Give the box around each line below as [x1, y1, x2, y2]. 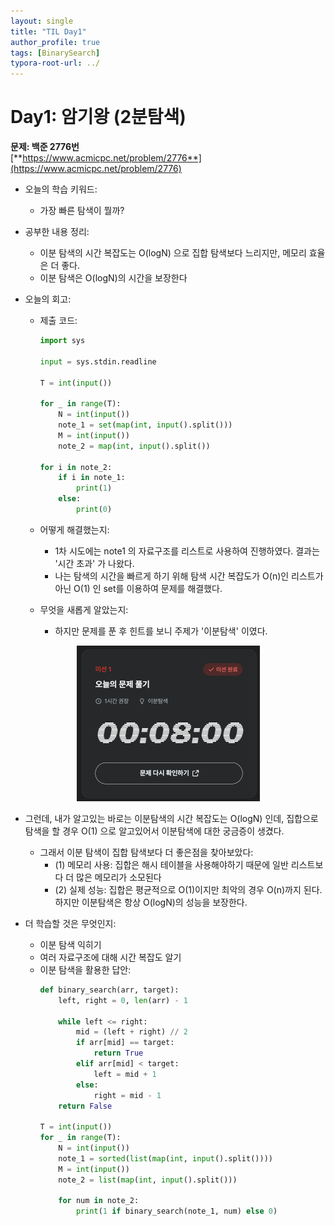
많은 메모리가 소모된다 [76, 871, 162, 883]
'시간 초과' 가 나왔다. [54, 557, 135, 569]
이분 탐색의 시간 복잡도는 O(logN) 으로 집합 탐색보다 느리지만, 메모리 [39, 247, 307, 259]
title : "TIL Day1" [10, 26, 87, 37]
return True [93, 1048, 144, 1059]
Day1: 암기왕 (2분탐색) [10, 106, 187, 129]
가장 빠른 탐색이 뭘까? [39, 205, 125, 217]
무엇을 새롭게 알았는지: [39, 603, 129, 615]
